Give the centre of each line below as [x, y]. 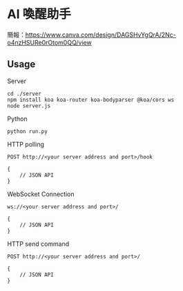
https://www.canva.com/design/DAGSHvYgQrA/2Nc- [100, 35]
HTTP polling [26, 144]
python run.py [28, 131]
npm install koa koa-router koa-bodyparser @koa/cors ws [91, 100]
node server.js [29, 106]
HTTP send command [38, 244]
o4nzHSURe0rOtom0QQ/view [49, 42]
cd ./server [24, 94]
